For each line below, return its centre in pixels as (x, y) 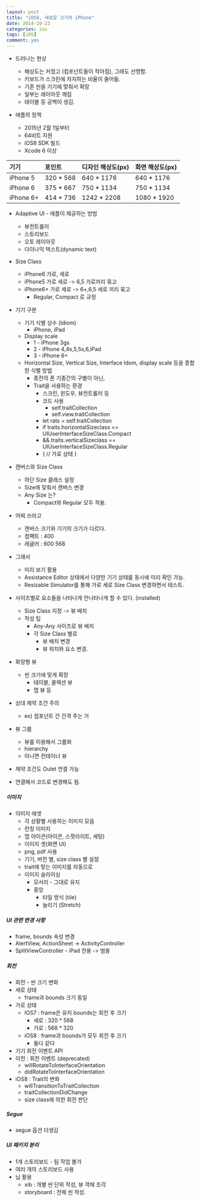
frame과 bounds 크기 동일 (56, 997)
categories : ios (27, 29)
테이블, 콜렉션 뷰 (53, 682)
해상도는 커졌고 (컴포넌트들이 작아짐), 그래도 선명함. (86, 71)
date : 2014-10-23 (28, 23)
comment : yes (23, 40)
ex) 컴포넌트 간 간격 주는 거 (57, 716)
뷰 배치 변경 (56, 641)
